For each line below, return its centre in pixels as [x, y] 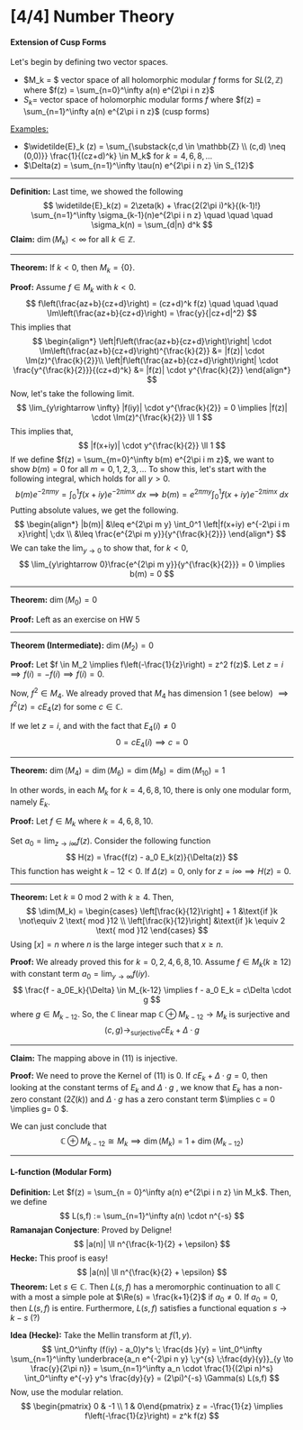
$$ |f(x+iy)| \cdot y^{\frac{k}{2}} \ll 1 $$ [152, 445]
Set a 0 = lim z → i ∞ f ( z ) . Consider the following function [111, 842]
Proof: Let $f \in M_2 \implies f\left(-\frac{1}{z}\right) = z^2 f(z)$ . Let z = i [147, 665]
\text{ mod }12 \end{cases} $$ [152, 930]
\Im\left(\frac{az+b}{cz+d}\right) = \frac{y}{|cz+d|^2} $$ [152, 313]
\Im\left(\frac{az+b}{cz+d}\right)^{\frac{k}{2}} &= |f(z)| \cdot [152, 351]
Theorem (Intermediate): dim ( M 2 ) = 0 [82, 646]
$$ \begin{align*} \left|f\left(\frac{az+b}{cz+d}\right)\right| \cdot [152, 341]
